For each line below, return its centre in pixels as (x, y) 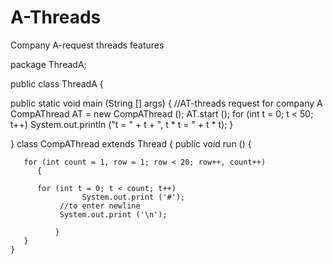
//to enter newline (100, 206)
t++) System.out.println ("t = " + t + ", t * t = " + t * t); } (122, 124)
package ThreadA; (48, 64)
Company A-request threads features (87, 45)
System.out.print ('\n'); (113, 214)
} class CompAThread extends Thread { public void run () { (131, 143)
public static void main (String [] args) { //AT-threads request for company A (166, 103)
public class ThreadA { (57, 83)
